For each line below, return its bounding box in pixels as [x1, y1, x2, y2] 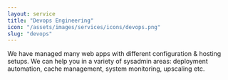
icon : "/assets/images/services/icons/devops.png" [7, 23, 161, 30]
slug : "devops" [7, 30, 53, 38]
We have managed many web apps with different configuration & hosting [7, 50, 222, 58]
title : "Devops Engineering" [7, 17, 94, 24]
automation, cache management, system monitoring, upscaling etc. [7, 64, 205, 73]
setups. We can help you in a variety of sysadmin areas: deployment [7, 57, 208, 66]
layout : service [7, 10, 56, 18]
